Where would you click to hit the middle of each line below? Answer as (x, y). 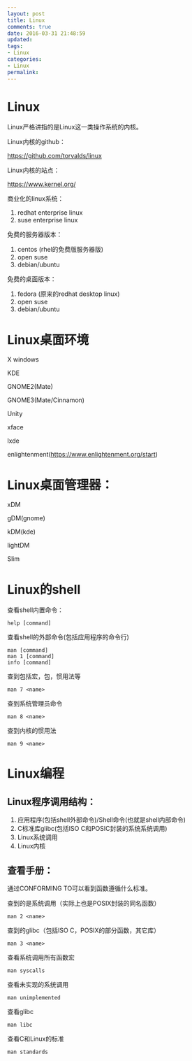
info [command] (29, 663)
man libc (20, 1025)
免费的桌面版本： (32, 279)
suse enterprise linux (47, 220)
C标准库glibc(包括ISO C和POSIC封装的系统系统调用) (92, 829)
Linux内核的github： (37, 142)
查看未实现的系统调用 (38, 985)
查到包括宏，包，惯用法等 (44, 676)
